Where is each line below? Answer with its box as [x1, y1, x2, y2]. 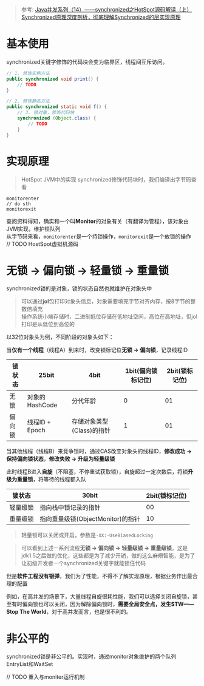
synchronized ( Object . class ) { [17, 115, 97, 121]
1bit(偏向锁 [125, 367, 158, 375]
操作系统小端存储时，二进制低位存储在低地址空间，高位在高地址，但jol [21, 313, 197, 321]
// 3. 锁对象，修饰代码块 [17, 109, 75, 116]
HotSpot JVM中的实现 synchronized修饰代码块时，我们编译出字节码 [21, 175, 192, 183]
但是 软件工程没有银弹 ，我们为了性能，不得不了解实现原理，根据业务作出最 [6, 572, 192, 580]
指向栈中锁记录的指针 [39, 503, 101, 512]
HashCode [27, 401, 58, 409]
